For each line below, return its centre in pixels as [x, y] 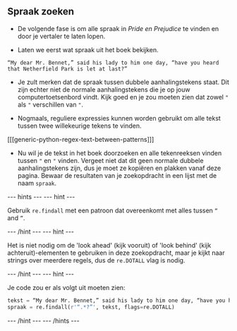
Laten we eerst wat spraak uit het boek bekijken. [88, 49]
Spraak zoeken [41, 12]
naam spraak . [37, 183]
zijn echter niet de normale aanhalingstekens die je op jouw [104, 89]
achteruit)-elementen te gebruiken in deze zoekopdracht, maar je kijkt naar [116, 253]
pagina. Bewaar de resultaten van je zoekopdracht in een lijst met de [117, 175]
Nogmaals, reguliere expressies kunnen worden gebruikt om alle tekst [119, 118]
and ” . [16, 217]
